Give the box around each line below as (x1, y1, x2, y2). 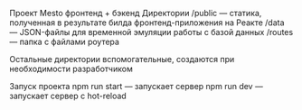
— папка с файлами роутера (9, 36, 120, 47)
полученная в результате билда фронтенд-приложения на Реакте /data (9, 17, 285, 28)
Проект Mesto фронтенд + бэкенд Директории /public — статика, (9, 8, 262, 18)
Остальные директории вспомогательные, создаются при (9, 54, 235, 64)
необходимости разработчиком (9, 63, 133, 74)
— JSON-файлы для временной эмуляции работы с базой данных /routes (9, 27, 294, 37)
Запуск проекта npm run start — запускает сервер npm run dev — (9, 81, 264, 91)
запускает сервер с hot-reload (9, 90, 127, 101)
